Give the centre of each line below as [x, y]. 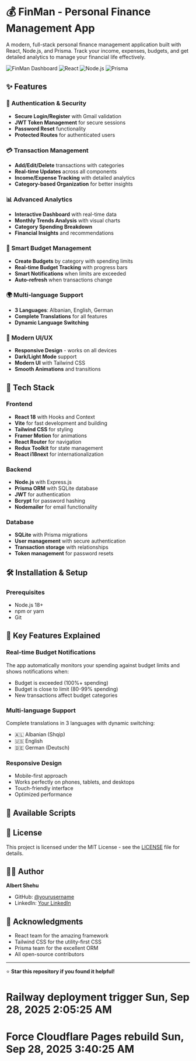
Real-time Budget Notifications [51, 653]
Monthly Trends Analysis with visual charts [67, 221]
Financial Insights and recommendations [64, 233]
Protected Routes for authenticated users [65, 135]
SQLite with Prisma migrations [51, 535]
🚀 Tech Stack [30, 387]
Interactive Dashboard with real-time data [65, 214]
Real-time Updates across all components [66, 171]
